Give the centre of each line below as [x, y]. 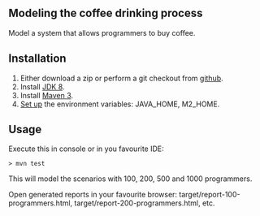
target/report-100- [209, 195]
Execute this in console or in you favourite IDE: [86, 149]
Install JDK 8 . [42, 86]
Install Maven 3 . [47, 95]
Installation [37, 59]
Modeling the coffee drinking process [106, 13]
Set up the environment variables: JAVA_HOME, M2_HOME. [120, 104]
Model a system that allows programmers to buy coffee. [102, 32]
